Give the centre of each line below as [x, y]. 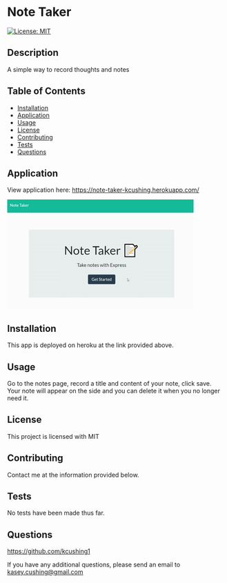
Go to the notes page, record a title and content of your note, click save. [109, 383]
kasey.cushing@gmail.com [46, 572]
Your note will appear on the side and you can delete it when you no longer [114, 391]
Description [33, 53]
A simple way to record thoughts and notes [68, 69]
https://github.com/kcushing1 [49, 551]
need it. [18, 398]
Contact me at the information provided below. [73, 475]
